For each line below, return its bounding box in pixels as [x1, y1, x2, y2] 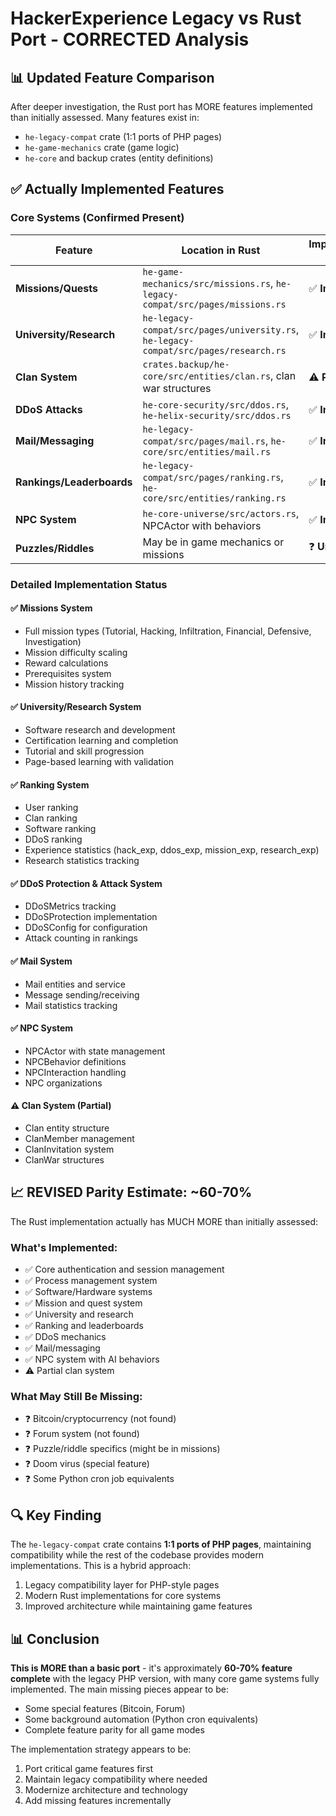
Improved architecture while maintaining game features [24, 1600, 253, 1612]
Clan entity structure [24, 1122, 110, 1134]
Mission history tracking [24, 678, 125, 690]
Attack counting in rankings [24, 932, 138, 944]
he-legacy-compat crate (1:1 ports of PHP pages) [24, 131, 223, 142]
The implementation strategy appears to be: [10, 1743, 192, 1756]
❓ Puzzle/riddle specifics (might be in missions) [24, 1443, 221, 1455]
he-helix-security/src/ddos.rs [142, 410, 292, 421]
